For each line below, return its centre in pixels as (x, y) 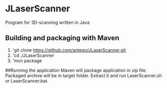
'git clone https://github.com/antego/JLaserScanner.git (69, 50)
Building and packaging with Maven (62, 38)
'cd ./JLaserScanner (33, 55)
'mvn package (27, 61)
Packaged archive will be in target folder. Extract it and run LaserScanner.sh (83, 76)
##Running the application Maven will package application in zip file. (76, 70)
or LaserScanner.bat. (27, 81)
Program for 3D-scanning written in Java (47, 22)
